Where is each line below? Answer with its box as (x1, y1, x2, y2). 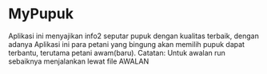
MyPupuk (8, 5, 74, 23)
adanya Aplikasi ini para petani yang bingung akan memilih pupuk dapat (8, 39, 245, 49)
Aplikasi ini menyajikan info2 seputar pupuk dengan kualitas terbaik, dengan (8, 31, 260, 41)
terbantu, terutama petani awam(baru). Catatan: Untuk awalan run (8, 48, 226, 57)
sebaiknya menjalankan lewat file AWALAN (8, 56, 149, 66)
